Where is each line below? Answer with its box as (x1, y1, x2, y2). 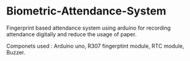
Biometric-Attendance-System (6, 4, 167, 18)
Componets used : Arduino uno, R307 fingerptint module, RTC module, (6, 42, 185, 50)
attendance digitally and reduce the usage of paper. (6, 30, 137, 37)
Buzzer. (6, 48, 26, 56)
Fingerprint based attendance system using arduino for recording (6, 24, 171, 31)
